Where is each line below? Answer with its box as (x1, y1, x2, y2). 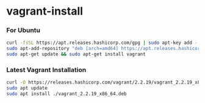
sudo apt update (6, 85, 48, 91)
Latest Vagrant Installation (6, 66, 87, 74)
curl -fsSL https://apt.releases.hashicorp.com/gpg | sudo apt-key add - (6, 40, 198, 46)
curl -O (6, 79, 26, 86)
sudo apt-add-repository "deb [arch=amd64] (6, 46, 119, 52)
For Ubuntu (6, 26, 41, 35)
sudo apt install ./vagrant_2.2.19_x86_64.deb (6, 91, 127, 97)
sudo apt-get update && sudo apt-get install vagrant (6, 51, 146, 57)
